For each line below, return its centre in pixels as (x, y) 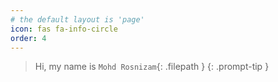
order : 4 (28, 38)
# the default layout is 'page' (77, 19)
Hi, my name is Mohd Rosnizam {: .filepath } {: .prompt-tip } (152, 67)
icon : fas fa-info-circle (64, 29)
